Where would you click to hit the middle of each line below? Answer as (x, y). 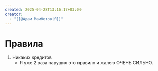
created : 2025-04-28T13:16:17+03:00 (43, 10)
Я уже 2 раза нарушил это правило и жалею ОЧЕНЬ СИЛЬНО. (86, 63)
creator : (14, 14)
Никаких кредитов (32, 57)
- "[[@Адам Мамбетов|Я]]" (36, 19)
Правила (24, 44)
